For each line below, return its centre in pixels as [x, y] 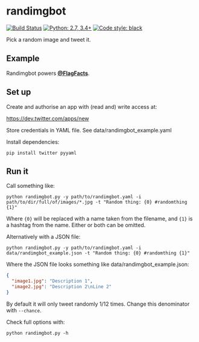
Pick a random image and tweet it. [49, 39]
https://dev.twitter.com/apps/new [48, 118]
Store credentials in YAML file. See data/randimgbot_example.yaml [89, 130]
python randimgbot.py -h [37, 333]
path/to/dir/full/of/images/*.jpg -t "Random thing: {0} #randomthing [97, 202]
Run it [17, 171]
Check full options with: [36, 322]
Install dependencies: [33, 142]
